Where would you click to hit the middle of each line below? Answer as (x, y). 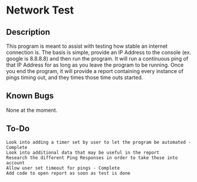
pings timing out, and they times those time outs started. (75, 77)
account (16, 163)
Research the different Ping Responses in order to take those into (92, 158)
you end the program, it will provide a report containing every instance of (95, 71)
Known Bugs (30, 96)
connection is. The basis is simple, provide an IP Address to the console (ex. (99, 52)
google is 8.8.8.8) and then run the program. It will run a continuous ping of (97, 59)
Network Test (40, 10)
